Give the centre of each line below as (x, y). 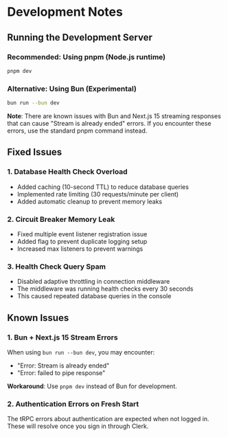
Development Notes (65, 12)
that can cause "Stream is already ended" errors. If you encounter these (109, 123)
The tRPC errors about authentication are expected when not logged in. (108, 419)
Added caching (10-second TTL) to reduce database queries (103, 187)
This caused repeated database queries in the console (94, 296)
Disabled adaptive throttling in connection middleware (93, 282)
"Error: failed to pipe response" (61, 372)
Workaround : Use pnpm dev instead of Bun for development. (92, 386)
